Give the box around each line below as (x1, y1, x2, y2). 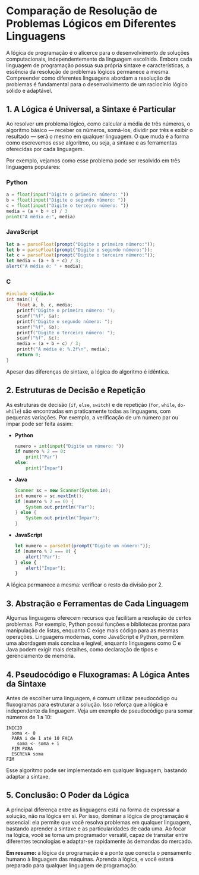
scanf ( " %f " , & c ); (17, 335, 60, 341)
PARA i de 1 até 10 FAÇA (11, 735, 73, 741)
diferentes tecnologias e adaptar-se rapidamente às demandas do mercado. (6, 838, 192, 845)
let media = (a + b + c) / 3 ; (6, 258, 81, 264)
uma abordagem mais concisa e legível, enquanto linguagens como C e (6, 639, 181, 647)
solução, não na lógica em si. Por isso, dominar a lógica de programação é (6, 812, 189, 819)
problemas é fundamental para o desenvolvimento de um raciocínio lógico (6, 80, 188, 87)
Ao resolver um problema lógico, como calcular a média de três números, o (6, 120, 191, 127)
